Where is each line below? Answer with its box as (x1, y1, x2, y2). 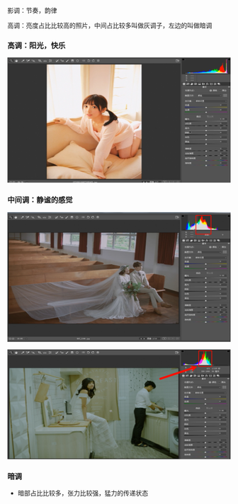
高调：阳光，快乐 (7, 40, 66, 50)
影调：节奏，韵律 (7, 6, 57, 14)
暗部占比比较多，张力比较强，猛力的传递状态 (17, 489, 149, 498)
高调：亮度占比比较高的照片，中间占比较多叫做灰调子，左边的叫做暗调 (7, 21, 212, 30)
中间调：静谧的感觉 (7, 195, 73, 205)
